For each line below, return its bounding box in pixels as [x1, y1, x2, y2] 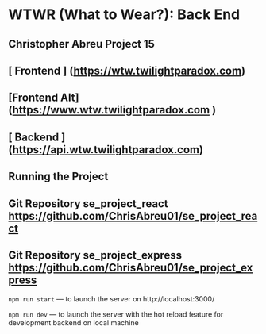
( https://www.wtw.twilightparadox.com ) [8, 103, 217, 117]
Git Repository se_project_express [8, 248, 183, 262]
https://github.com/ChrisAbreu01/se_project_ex [8, 260, 253, 274]
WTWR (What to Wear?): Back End [8, 6, 241, 24]
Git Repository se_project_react [8, 197, 168, 210]
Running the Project [8, 170, 109, 183]
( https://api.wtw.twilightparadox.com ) [8, 143, 204, 156]
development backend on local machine [8, 318, 139, 328]
